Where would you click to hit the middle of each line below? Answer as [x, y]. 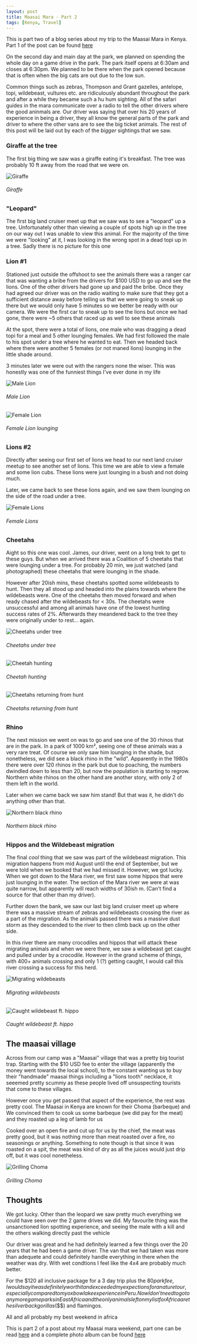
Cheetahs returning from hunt [42, 708]
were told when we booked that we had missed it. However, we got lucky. [95, 870]
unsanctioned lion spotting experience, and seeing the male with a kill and [96, 1227]
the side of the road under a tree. [46, 496]
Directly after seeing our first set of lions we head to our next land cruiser [95, 460]
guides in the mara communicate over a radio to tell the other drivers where [97, 106]
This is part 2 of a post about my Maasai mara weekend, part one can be [94, 1328]
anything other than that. [36, 801]
